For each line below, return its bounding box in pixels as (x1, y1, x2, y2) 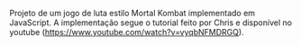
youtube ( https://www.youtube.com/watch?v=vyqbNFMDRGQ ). (9, 27, 245, 37)
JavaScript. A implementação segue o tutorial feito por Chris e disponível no (9, 17, 293, 28)
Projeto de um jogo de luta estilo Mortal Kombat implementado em (9, 8, 255, 18)
